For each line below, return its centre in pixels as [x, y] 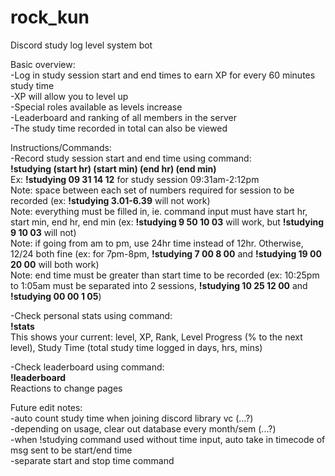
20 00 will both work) [55, 264]
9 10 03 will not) [43, 232]
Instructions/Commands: [61, 147]
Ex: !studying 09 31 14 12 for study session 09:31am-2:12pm [135, 179]
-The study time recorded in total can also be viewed [119, 128]
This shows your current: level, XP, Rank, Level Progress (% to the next [156, 337]
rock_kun [50, 17]
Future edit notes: [46, 407]
